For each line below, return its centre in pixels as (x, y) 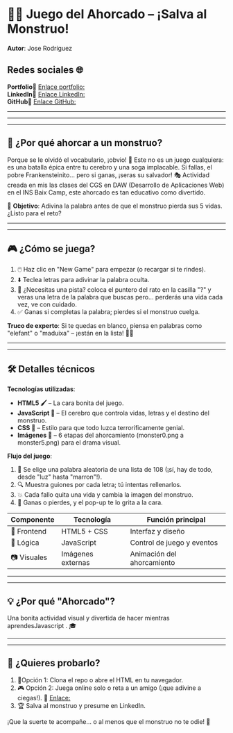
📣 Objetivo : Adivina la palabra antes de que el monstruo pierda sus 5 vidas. (115, 206)
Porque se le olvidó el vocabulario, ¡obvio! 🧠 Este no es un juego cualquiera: (115, 160)
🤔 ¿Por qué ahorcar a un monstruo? (85, 143)
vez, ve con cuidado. (47, 304)
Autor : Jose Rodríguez (40, 48)
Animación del (153, 554)
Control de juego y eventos (174, 543)
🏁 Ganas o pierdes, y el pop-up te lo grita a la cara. (90, 502)
